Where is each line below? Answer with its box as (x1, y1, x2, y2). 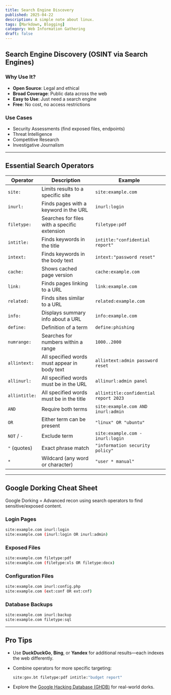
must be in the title (41, 395, 86, 402)
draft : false (5, 31, 33, 36)
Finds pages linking (41, 279, 88, 286)
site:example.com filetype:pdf (5, 555, 72, 561)
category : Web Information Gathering (5, 27, 85, 32)
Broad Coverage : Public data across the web (12, 90, 107, 97)
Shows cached (41, 265, 77, 272)
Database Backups (5, 601, 53, 608)
